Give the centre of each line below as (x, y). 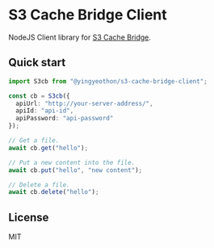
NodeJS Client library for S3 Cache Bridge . (80, 37)
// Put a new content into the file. (72, 162)
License (29, 217)
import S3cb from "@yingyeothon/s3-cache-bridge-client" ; (108, 81)
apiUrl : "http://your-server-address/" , (84, 103)
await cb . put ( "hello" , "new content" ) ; (76, 170)
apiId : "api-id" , (45, 111)
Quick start (37, 63)
